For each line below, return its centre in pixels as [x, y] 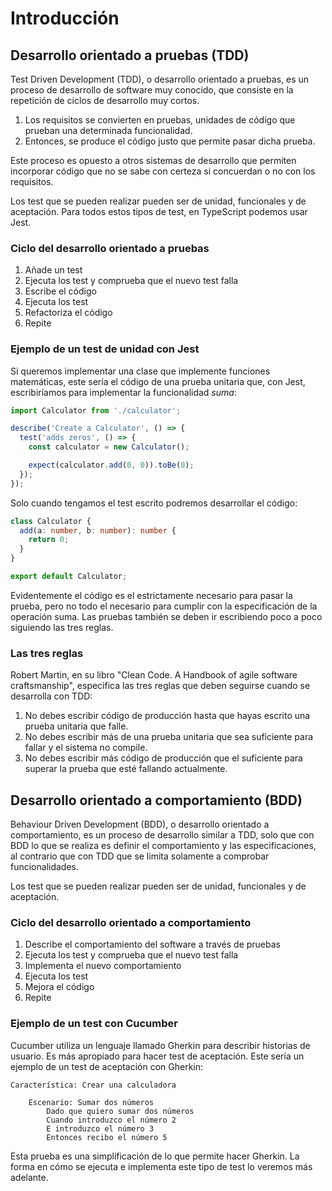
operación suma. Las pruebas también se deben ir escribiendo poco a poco [166, 616]
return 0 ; [49, 540]
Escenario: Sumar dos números [91, 1102]
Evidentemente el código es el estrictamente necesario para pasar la [151, 595]
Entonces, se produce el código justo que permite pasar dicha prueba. [170, 141]
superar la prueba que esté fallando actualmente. [126, 769]
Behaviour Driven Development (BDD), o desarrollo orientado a [140, 824]
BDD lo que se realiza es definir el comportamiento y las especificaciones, [163, 846]
